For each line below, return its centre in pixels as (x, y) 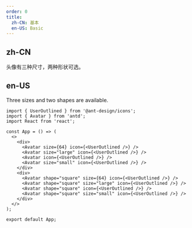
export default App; (32, 219)
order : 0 (17, 12)
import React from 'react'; (41, 121)
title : (14, 17)
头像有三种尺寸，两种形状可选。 (45, 67)
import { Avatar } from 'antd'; (46, 116)
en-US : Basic (27, 28)
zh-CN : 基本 (25, 22)
